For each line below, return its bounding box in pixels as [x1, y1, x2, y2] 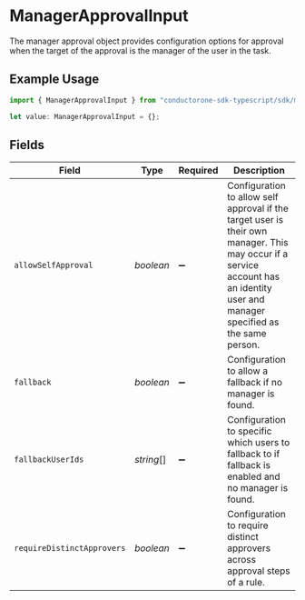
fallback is [226, 459, 271, 472]
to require [226, 519, 270, 532]
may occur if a [226, 247, 289, 260]
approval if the [226, 202, 289, 215]
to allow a [226, 365, 269, 377]
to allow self [226, 191, 279, 204]
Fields [9, 137, 45, 153]
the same [226, 327, 267, 340]
